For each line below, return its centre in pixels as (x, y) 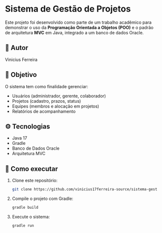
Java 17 (20, 138)
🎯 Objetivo (21, 75)
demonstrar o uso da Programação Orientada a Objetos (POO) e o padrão (79, 27)
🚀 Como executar (31, 169)
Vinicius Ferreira (21, 60)
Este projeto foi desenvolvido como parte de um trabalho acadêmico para (78, 22)
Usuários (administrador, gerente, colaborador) (59, 96)
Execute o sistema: (31, 217)
